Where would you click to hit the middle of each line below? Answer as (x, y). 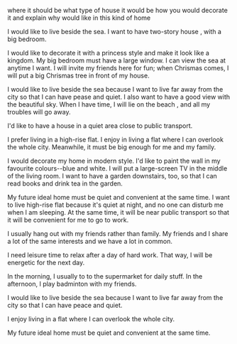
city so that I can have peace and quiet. (65, 305)
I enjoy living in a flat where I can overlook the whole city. (91, 319)
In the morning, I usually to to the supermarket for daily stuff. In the (105, 276)
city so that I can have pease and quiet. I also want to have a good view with (119, 97)
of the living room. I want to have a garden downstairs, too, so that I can (112, 176)
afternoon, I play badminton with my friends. (72, 284)
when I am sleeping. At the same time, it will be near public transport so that (118, 212)
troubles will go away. (39, 112)
